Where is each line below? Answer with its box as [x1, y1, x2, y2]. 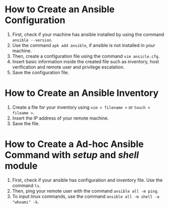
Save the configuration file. [12, 69, 69, 75]
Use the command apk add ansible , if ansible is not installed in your [12, 42, 156, 48]
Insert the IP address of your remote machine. [12, 115, 109, 121]
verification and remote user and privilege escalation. [12, 64, 125, 70]
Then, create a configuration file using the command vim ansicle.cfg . [12, 53, 160, 59]
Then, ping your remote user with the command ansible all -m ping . [12, 188, 159, 194]
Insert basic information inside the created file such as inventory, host [12, 58, 159, 64]
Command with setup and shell [5, 149, 139, 161]
